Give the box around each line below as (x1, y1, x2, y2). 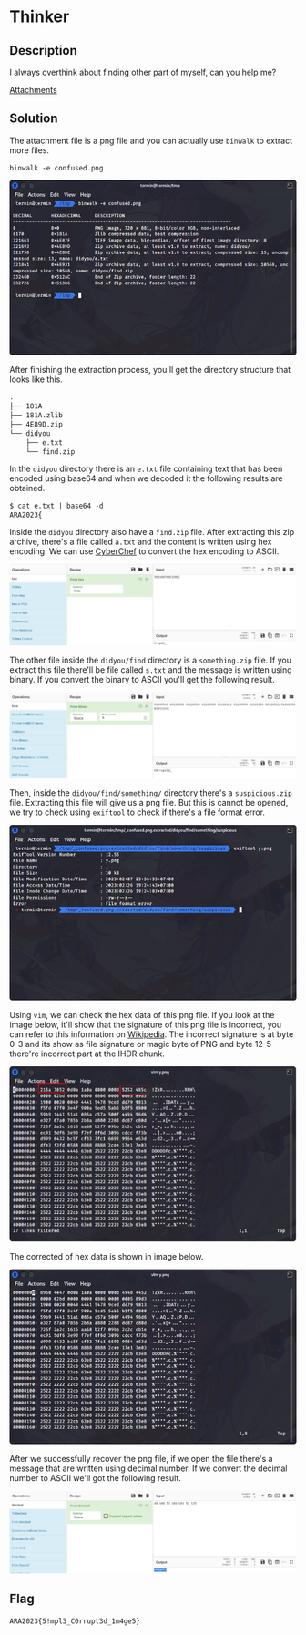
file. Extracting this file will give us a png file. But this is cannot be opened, (9, 797, 289, 808)
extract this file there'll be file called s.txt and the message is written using (9, 664, 293, 675)
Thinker (9, 6, 70, 27)
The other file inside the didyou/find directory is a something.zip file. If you (9, 654, 291, 666)
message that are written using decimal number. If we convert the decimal (9, 1463, 288, 1474)
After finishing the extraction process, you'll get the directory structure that (9, 365, 291, 375)
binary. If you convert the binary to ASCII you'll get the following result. (9, 674, 275, 685)
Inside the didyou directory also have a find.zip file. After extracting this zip (9, 527, 295, 538)
